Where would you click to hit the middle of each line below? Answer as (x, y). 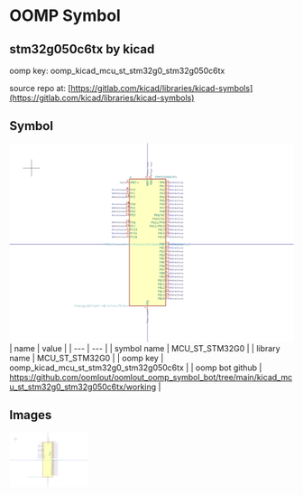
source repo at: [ (40, 88)
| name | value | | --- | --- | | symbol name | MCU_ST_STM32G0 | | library (145, 348)
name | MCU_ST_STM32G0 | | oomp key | (87, 358)
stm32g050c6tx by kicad (82, 49)
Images (31, 415)
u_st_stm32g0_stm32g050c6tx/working (83, 387)
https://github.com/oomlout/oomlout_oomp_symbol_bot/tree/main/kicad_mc (151, 377)
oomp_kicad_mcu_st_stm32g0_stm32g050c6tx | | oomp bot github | (136, 368)
